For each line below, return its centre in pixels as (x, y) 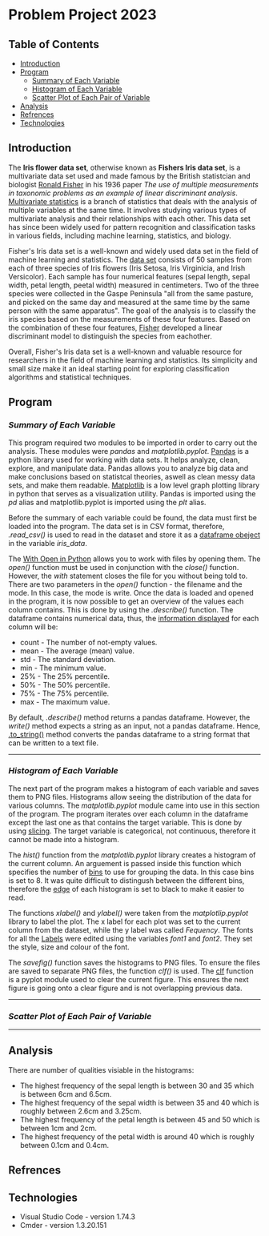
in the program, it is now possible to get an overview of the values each (126, 601)
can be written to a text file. (53, 743)
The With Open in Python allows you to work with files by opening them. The (134, 559)
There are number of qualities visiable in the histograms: (101, 1069)
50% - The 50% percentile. (65, 684)
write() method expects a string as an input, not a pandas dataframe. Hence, (134, 725)
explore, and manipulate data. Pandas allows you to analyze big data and (128, 468)
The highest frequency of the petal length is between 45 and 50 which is (140, 1119)
